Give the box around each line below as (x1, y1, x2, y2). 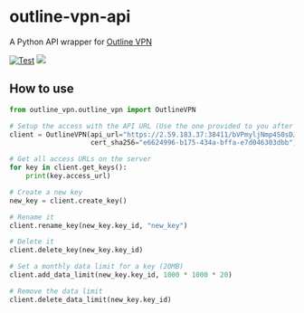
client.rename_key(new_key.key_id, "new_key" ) (9, 221, 188, 230)
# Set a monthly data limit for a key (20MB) (9, 262, 184, 271)
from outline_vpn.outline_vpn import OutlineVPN (9, 105, 196, 114)
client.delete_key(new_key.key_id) (9, 246, 144, 255)
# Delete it (9, 237, 54, 246)
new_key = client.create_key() (9, 196, 128, 205)
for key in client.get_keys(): (9, 163, 128, 173)
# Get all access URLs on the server (9, 155, 152, 164)
